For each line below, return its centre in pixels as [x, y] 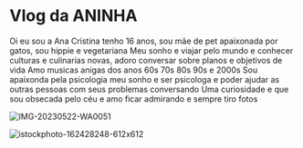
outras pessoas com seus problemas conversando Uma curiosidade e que [149, 89]
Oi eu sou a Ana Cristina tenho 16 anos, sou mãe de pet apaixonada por [144, 41]
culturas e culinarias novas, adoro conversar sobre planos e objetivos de [146, 60]
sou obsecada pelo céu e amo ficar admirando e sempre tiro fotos [134, 99]
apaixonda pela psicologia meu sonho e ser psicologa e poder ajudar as [145, 79]
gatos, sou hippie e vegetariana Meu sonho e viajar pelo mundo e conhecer [151, 50]
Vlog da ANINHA [73, 16]
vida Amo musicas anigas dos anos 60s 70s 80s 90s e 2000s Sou [134, 70]
